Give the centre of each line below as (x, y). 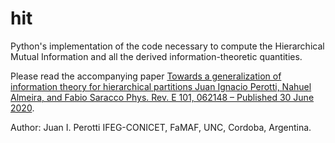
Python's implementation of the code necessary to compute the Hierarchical (167, 46)
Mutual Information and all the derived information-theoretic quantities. (156, 56)
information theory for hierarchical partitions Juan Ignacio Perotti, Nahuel (161, 86)
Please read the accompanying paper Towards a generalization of (146, 76)
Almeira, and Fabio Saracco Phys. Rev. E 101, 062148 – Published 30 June (162, 97)
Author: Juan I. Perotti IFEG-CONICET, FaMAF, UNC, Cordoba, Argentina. (161, 127)
